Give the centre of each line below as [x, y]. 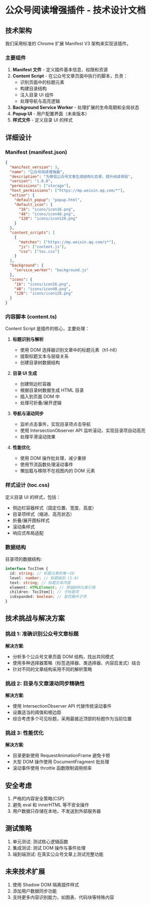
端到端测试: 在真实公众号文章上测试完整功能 [58, 854]
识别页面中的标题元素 [42, 82]
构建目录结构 [33, 89]
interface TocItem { [27, 569]
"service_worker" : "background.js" [52, 270]
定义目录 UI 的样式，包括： [33, 497]
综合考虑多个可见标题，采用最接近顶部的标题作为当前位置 [72, 718]
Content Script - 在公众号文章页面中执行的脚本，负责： [70, 76]
